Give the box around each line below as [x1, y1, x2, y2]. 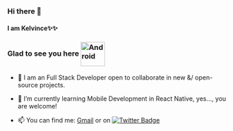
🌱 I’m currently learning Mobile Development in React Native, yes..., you [17, 94, 227, 103]
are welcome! [17, 101, 58, 110]
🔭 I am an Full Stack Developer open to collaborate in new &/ [17, 73, 194, 82]
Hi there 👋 [7, 6, 42, 16]
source [17, 80, 39, 89]
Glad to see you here [7, 49, 80, 58]
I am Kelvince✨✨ [7, 24, 58, 32]
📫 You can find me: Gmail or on [17, 116, 111, 124]
